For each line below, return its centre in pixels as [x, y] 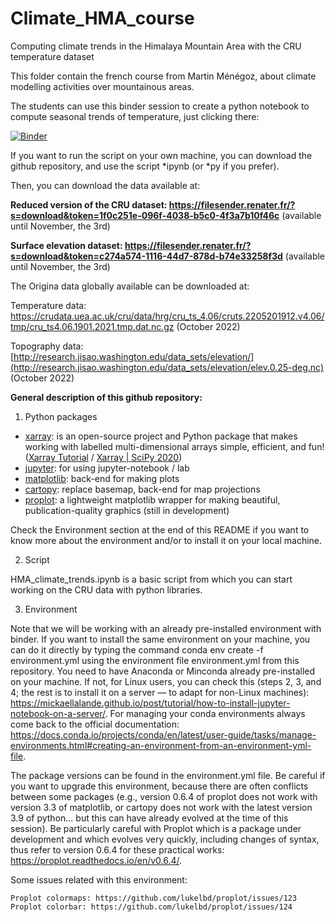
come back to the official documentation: [95, 724]
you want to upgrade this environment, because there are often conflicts [159, 786]
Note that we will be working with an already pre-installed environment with [166, 628]
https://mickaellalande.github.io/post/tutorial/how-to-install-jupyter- [150, 703]
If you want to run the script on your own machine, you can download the [161, 155]
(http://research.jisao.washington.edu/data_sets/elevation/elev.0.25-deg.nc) [167, 367]
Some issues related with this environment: [99, 879]
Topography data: [47, 346]
